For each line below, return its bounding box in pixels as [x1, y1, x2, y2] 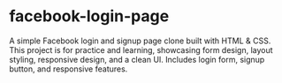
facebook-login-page [9, 6, 170, 26]
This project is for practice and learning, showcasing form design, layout [9, 44, 273, 55]
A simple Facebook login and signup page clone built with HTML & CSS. [9, 35, 271, 46]
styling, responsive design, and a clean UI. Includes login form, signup [9, 54, 265, 64]
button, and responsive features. [9, 64, 128, 74]
